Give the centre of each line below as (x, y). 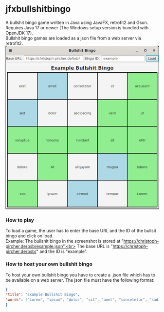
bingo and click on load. (30, 236)
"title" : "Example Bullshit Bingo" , (43, 295)
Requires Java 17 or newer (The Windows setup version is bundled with (77, 27)
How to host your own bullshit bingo (49, 264)
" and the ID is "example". (62, 251)
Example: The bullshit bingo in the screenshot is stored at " (64, 241)
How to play (20, 220)
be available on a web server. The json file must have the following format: (80, 280)
